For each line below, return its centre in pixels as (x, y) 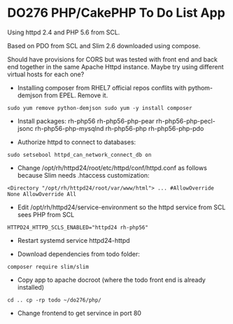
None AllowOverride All (42, 194)
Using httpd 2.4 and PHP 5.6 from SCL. (64, 32)
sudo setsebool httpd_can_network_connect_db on (79, 155)
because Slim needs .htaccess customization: (83, 175)
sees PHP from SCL (46, 214)
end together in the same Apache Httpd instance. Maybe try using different (115, 66)
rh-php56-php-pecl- (186, 121)
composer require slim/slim (48, 267)
